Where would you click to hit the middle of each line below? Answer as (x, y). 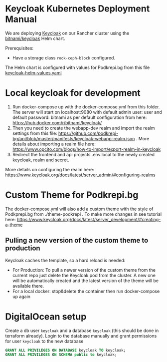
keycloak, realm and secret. (41, 160)
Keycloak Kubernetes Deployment (78, 9)
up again (21, 296)
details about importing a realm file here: (54, 144)
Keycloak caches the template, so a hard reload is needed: (65, 260)
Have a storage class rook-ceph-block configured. (64, 57)
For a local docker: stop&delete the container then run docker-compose (86, 291)
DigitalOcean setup (46, 316)
